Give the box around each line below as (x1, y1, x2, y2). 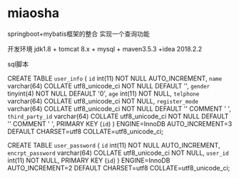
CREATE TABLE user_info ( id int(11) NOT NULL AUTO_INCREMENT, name (7, 73, 223, 83)
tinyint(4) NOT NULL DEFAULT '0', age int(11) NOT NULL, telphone (7, 89, 200, 98)
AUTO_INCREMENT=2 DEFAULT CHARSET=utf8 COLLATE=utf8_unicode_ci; (7, 163, 230, 172)
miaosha (7, 5, 59, 21)
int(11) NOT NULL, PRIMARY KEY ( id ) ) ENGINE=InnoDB (7, 155, 171, 165)
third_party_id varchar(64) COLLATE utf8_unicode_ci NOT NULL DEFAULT (7, 112, 229, 121)
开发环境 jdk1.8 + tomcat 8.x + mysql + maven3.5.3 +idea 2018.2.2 (7, 44, 203, 53)
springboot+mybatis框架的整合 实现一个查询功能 (7, 29, 150, 38)
